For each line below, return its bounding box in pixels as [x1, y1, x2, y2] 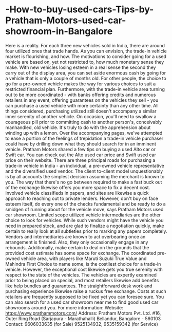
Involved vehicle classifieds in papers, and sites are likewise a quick [5, 190, 149, 196]
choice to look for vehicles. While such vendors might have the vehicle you [5, 217, 164, 223]
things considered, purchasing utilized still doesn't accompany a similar [5, 108, 157, 114]
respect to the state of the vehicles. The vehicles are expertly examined [5, 271, 157, 278]
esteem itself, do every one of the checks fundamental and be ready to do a [5, 200, 166, 207]
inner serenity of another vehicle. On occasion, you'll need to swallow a [5, 113, 157, 119]
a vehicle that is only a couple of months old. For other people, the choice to [5, 75, 167, 81]
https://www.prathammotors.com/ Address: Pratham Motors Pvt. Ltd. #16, [5, 310, 161, 316]
